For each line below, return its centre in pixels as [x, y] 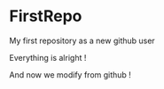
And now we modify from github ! [70, 74]
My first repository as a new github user [82, 41]
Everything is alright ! [48, 57]
